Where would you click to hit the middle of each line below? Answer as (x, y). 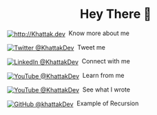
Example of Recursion (108, 103)
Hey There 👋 (116, 14)
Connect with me (106, 61)
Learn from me (103, 75)
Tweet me (91, 47)
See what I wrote (106, 90)
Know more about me (99, 33)
